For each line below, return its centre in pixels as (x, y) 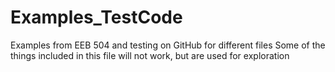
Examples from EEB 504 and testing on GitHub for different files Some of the (168, 45)
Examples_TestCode (96, 17)
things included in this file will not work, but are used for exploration (150, 55)
